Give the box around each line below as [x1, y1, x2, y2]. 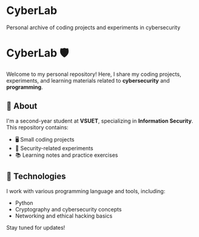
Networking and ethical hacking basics [15, 212, 113, 219]
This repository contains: [6, 123, 69, 131]
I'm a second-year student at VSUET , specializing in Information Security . [6, 117, 194, 125]
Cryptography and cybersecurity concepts [15, 205, 122, 213]
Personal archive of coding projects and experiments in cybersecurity [6, 24, 181, 31]
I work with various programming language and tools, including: [6, 187, 166, 194]
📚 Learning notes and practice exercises [15, 151, 118, 159]
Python [15, 199, 33, 207]
